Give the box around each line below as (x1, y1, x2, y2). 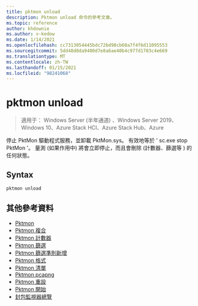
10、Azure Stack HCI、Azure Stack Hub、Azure (45, 124, 164, 131)
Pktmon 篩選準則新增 (14, 249, 67, 256)
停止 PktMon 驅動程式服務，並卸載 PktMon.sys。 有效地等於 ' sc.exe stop (6, 137, 188, 144)
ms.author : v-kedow (6, 31, 55, 37)
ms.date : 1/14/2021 (6, 37, 55, 43)
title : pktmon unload (6, 8, 61, 15)
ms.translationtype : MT (6, 53, 66, 59)
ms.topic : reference (6, 20, 58, 26)
